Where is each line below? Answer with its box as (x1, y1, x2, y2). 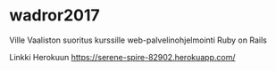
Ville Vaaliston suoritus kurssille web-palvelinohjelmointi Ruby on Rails (9, 35, 268, 45)
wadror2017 (9, 5, 100, 26)
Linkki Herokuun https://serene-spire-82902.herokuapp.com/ (9, 51, 236, 62)
